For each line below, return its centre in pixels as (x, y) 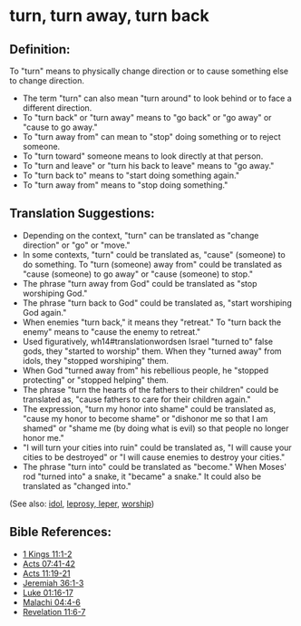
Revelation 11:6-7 (54, 611)
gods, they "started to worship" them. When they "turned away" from (152, 351)
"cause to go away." (60, 127)
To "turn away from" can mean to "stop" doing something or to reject (151, 137)
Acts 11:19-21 (46, 573)
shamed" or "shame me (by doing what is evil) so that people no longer (155, 428)
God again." (44, 312)
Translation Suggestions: (83, 214)
